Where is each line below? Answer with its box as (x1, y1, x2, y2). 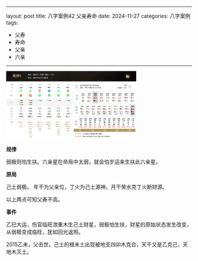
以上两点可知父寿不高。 (6, 195, 63, 203)
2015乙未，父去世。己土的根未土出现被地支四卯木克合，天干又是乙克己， (6, 240, 183, 248)
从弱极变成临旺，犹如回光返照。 (6, 228, 84, 235)
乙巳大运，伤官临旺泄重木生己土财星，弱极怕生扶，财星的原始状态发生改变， (6, 221, 192, 228)
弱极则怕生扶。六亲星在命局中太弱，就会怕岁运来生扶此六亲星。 (6, 158, 161, 165)
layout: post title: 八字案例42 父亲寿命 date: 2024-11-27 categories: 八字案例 (6, 12, 191, 19)
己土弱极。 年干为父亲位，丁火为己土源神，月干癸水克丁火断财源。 (6, 183, 168, 190)
